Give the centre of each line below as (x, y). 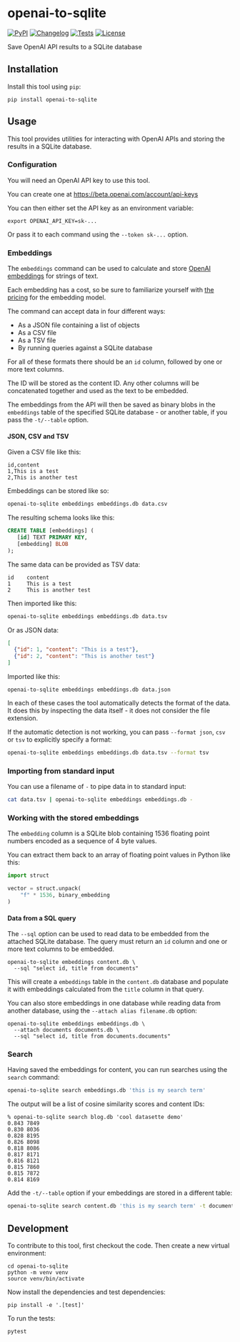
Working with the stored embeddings (73, 818)
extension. (23, 718)
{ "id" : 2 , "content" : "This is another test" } (84, 656)
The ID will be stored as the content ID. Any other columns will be (104, 383)
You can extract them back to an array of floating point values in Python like (119, 855)
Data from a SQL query (42, 918)
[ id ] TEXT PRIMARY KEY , (52, 537)
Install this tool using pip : (44, 86)
